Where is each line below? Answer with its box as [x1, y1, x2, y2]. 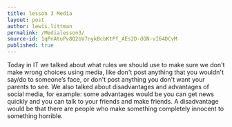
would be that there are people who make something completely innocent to [7, 104, 224, 113]
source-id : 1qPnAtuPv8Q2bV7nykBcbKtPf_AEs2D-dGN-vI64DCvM [7, 36, 177, 43]
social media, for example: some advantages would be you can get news [7, 90, 214, 98]
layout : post [7, 16, 45, 23]
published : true [7, 42, 54, 49]
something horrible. [7, 112, 64, 120]
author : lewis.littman [7, 23, 72, 30]
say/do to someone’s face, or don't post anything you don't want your [7, 76, 205, 83]
